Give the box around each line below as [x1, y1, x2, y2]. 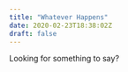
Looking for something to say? [9, 54, 120, 64]
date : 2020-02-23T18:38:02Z [9, 21, 113, 30]
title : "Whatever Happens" [9, 12, 109, 22]
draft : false [9, 29, 57, 38]
